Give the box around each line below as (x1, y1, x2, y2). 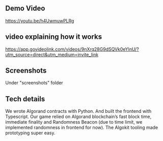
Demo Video (5, 4, 45, 13)
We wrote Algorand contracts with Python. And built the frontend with (5, 108, 152, 114)
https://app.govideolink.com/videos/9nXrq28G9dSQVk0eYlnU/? (5, 46, 139, 52)
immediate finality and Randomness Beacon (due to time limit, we (5, 119, 143, 125)
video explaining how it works (5, 33, 102, 41)
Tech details (5, 95, 45, 103)
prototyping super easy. (5, 130, 56, 136)
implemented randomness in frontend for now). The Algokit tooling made (5, 125, 158, 131)
